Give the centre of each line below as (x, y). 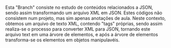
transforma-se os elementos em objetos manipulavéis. (63, 40)
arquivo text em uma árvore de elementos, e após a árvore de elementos (82, 34)
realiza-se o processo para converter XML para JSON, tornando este (78, 29)
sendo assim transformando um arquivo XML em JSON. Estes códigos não (84, 13)
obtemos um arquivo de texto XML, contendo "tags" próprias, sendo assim (84, 23)
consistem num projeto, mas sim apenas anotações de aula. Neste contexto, (86, 18)
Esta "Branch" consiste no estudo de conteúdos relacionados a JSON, (79, 7)
